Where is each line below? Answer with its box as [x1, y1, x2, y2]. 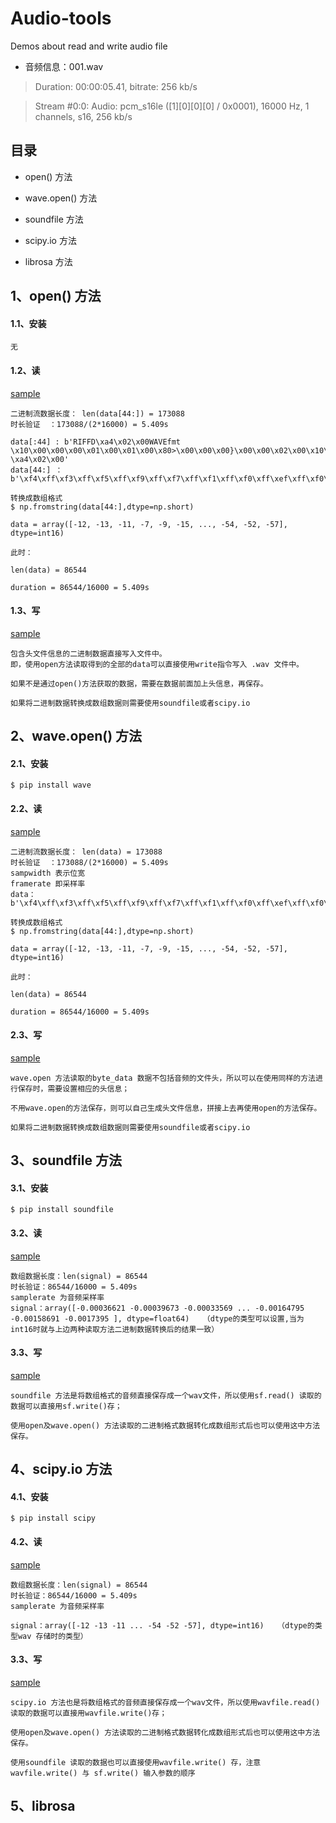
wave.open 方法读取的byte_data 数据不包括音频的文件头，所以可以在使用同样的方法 [10, 1073, 317, 1083]
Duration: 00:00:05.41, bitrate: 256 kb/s [34, 80, 198, 92]
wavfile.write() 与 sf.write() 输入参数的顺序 [10, 1768, 196, 1778]
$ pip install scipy [10, 1513, 97, 1524]
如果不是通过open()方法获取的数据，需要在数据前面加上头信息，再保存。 [10, 678, 268, 689]
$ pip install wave [10, 780, 92, 791]
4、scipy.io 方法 [10, 1461, 113, 1478]
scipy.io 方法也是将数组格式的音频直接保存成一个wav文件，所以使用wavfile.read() [10, 1697, 321, 1707]
